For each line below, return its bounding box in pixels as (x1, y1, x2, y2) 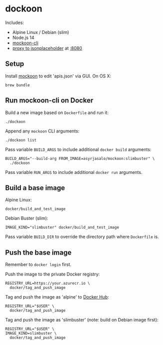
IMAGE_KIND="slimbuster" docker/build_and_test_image (5, 225, 120, 230)
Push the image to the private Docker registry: (5, 271, 100, 277)
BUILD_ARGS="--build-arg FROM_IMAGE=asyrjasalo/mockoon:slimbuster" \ (5, 156, 155, 161)
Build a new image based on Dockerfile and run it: (5, 109, 109, 115)
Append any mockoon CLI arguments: (5, 128, 80, 134)
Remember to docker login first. (5, 261, 72, 267)
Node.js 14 (12, 34, 34, 40)
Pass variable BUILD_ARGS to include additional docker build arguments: (5, 146, 152, 152)
